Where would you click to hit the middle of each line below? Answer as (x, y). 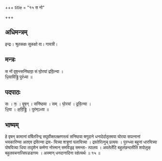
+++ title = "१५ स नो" (25, 8)
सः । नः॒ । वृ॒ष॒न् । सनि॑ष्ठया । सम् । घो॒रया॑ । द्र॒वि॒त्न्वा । (48, 104)
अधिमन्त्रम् (16, 32)
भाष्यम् (12, 125)
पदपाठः (13, 92)
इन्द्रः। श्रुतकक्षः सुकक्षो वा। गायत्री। (31, 44)
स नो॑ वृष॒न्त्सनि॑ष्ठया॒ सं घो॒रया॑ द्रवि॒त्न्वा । (34, 71)
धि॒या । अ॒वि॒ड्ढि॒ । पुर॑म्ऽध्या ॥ (27, 110)
